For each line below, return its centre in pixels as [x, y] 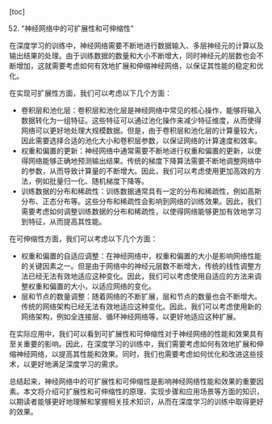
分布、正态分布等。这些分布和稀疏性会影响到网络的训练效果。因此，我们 [141, 201]
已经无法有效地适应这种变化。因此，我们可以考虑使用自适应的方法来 [141, 276]
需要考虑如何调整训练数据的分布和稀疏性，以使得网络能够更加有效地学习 [141, 211]
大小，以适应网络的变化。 [113, 286]
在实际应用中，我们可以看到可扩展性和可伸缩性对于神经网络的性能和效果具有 [136, 334]
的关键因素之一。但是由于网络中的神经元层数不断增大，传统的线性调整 [138, 266]
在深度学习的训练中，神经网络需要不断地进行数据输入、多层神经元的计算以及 [136, 45]
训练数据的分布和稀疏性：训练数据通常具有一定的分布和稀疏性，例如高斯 [141, 191]
